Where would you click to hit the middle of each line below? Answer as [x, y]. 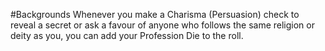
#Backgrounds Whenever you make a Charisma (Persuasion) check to [155, 14]
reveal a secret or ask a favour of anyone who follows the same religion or [162, 25]
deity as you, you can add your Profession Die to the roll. [127, 35]
